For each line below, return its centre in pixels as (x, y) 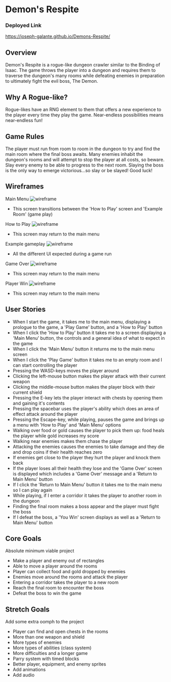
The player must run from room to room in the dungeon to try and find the (83, 149)
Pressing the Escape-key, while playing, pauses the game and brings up (89, 419)
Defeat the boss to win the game (47, 593)
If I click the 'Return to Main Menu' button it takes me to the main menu (87, 484)
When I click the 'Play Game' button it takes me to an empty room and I (87, 360)
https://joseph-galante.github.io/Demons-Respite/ (58, 36)
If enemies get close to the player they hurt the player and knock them (87, 457)
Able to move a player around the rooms (55, 566)
